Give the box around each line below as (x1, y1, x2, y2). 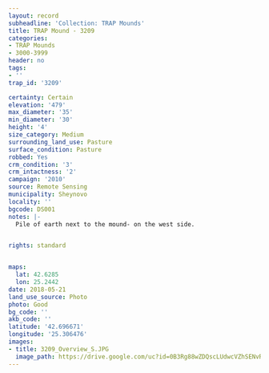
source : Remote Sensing (8, 183, 88, 191)
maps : (8, 263, 26, 271)
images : (8, 338, 34, 346)
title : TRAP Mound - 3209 (8, 26, 94, 34)
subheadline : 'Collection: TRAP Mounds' (8, 19, 146, 27)
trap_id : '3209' (8, 79, 62, 87)
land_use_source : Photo (8, 293, 88, 301)
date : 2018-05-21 (8, 286, 66, 294)
